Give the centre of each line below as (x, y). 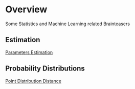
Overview (26, 10)
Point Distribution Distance (33, 81)
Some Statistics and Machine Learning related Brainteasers (68, 24)
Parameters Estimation (29, 52)
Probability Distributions (45, 69)
